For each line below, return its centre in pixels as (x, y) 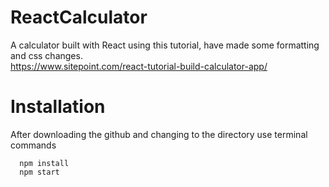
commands (33, 145)
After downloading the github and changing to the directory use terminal (159, 134)
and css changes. (46, 55)
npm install (44, 163)
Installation (58, 107)
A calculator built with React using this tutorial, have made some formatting (165, 45)
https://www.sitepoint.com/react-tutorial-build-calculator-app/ (139, 66)
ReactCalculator (79, 17)
